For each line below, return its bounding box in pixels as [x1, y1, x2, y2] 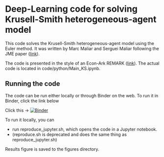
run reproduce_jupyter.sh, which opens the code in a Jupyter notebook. [12, 126, 158, 132]
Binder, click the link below [5, 98, 59, 104]
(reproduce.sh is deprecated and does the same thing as [12, 131, 127, 137]
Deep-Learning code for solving [5, 3, 138, 15]
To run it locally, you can [5, 116, 55, 123]
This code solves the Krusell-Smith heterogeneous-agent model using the [5, 40, 154, 46]
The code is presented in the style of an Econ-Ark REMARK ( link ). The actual [5, 60, 160, 66]
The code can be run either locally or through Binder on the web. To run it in [5, 92, 159, 98]
